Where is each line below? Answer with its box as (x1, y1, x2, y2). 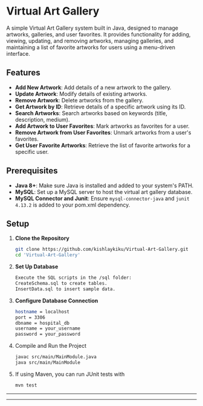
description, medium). (14, 116, 70, 123)
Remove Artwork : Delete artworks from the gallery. (14, 96, 144, 104)
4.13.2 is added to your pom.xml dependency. (14, 201, 130, 208)
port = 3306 (14, 314, 45, 321)
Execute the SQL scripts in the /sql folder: (14, 275, 132, 281)
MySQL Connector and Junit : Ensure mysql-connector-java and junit (14, 195, 190, 202)
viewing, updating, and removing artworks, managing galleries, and (6, 37, 174, 44)
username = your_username (14, 325, 80, 331)
